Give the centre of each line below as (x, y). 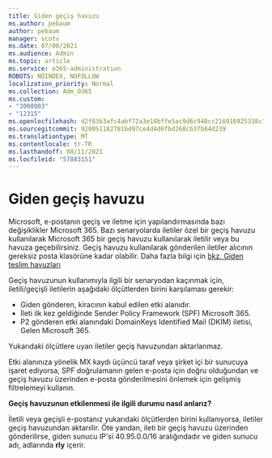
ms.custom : (27, 99)
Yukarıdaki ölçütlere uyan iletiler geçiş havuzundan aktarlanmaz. (116, 346)
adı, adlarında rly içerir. (47, 445)
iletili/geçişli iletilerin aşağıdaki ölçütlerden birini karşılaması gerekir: (121, 289)
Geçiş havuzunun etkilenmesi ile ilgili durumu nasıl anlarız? (110, 404)
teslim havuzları (34, 265)
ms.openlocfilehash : (43, 122)
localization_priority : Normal (61, 83)
